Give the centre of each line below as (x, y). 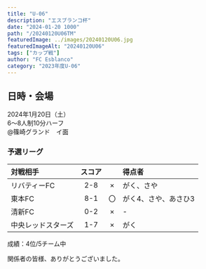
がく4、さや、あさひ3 (158, 199)
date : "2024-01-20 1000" (43, 27)
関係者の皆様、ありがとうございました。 (66, 258)
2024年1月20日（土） (39, 114)
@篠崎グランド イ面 (38, 132)
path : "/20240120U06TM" (42, 33)
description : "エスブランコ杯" (49, 20)
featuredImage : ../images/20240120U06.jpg (70, 40)
